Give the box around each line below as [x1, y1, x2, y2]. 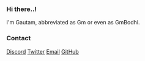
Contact [6, 34, 31, 43]
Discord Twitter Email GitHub [6, 48, 80, 55]
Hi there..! [6, 5, 37, 13]
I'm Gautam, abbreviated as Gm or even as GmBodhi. [6, 19, 140, 26]
